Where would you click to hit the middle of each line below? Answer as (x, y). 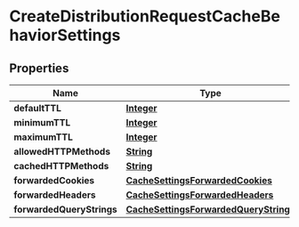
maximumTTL (43, 137)
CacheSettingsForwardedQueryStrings (210, 209)
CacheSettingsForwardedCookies (199, 180)
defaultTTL (38, 108)
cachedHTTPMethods (61, 166)
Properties (39, 68)
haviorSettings (65, 35)
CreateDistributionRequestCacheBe (145, 16)
